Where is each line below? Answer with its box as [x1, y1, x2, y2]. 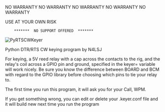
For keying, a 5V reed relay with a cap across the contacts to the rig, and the [5, 56, 160, 62]
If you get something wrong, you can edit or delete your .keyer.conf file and [5, 96, 159, 102]
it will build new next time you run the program [5, 101, 99, 107]
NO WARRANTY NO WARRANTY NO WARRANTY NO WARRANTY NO [5, 4, 146, 10]
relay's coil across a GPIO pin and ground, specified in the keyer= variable [5, 61, 156, 67]
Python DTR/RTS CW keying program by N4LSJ [5, 47, 102, 52]
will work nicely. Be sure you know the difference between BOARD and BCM [5, 66, 160, 72]
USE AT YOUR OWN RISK [5, 19, 57, 25]
